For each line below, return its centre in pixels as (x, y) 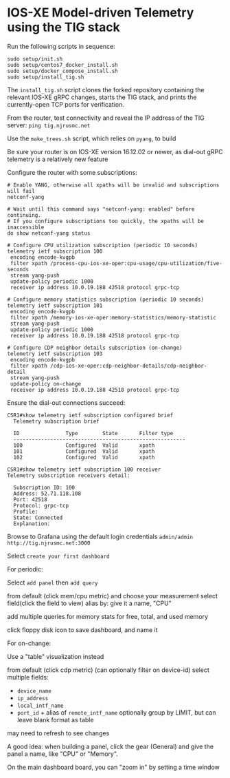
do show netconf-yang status (49, 233)
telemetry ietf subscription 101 (55, 305)
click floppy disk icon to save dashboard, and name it (82, 630)
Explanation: (32, 524)
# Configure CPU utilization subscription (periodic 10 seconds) (102, 245)
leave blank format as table (55, 719)
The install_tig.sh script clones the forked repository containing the (106, 90)
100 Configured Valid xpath (84, 445)
